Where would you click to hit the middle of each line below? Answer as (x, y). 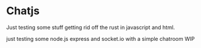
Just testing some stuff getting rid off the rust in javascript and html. (91, 27)
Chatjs (23, 11)
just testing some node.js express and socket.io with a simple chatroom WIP (100, 39)
